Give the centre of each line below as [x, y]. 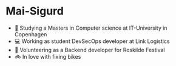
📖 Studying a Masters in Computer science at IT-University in [91, 28]
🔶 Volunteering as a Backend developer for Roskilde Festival [90, 50]
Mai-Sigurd [35, 11]
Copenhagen [31, 34]
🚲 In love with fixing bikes [48, 56]
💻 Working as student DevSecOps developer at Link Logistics [92, 41]
